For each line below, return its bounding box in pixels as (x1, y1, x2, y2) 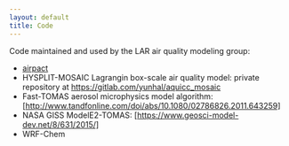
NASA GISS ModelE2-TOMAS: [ (21, 110, 138, 120)
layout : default (9, 12, 69, 22)
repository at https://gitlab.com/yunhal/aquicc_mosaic (21, 81, 221, 92)
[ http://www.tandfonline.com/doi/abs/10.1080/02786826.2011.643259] (21, 100, 281, 111)
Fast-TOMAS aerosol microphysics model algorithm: (21, 90, 213, 102)
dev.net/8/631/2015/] (21, 119, 100, 129)
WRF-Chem (21, 128, 66, 139)
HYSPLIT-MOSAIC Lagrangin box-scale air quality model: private (21, 72, 260, 82)
